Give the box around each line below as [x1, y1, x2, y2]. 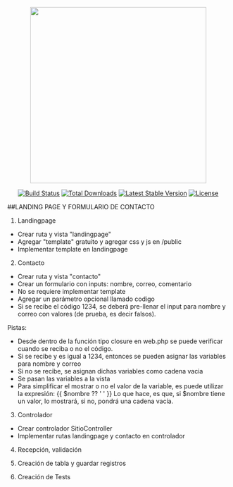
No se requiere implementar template [17, 288, 126, 295]
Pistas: [7, 323, 27, 331]
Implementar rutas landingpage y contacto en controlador [17, 432, 185, 440]
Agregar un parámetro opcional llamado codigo [17, 295, 155, 303]
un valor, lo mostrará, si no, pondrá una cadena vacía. [17, 397, 174, 405]
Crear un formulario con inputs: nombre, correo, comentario [17, 280, 192, 288]
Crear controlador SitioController [17, 424, 113, 433]
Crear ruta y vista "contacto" [17, 272, 101, 281]
